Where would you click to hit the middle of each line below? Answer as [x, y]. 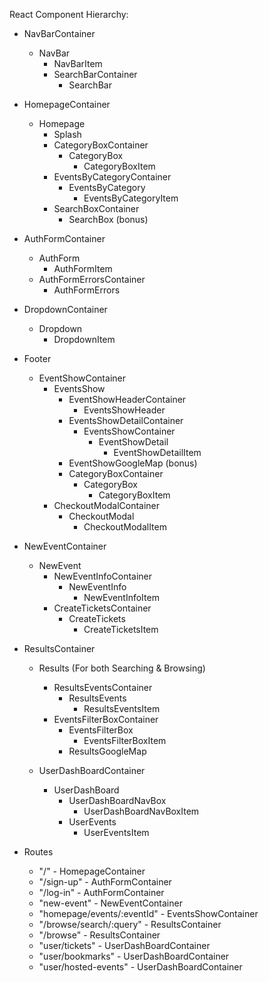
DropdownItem [84, 339]
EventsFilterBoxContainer [106, 719]
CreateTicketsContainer [102, 608]
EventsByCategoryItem [131, 198]
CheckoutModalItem [125, 527]
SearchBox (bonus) [108, 219]
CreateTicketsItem [121, 629]
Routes [38, 852]
